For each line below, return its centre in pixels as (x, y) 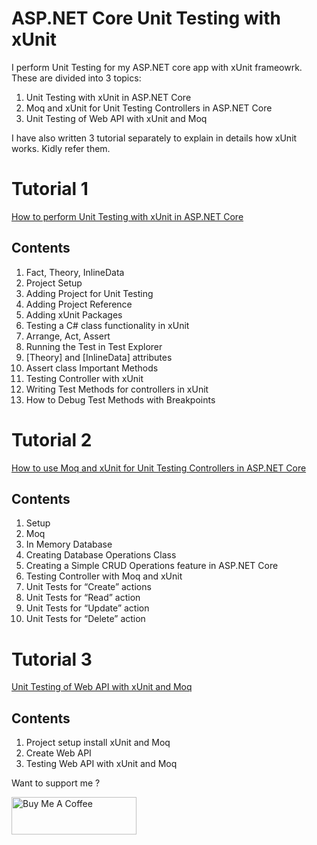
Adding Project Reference (79, 304)
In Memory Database (69, 544)
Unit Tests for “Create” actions (88, 587)
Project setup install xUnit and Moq (98, 743)
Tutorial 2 (52, 439)
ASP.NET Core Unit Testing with (146, 18)
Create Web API (58, 753)
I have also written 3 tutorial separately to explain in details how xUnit (154, 138)
